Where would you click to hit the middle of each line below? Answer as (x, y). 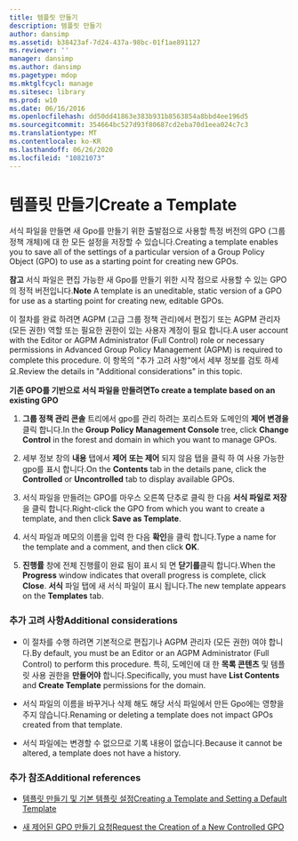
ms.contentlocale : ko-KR (55, 141)
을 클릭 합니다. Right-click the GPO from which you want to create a (143, 509)
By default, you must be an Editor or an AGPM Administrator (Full (150, 653)
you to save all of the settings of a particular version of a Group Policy (137, 252)
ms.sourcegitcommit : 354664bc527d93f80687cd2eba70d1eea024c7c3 (129, 125)
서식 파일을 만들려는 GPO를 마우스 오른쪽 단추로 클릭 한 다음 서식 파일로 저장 (154, 498)
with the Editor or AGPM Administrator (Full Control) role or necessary (137, 340)
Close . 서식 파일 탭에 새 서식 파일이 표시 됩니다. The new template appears (154, 586)
